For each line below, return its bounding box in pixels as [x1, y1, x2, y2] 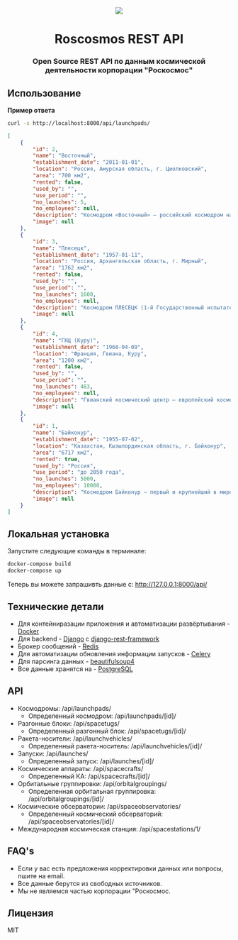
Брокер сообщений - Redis [17, 642, 99, 651]
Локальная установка [7, 528, 110, 540]
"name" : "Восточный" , [33, 153, 97, 160]
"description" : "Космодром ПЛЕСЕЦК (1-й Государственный [33, 304, 204, 311]
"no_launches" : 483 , [33, 383, 93, 390]
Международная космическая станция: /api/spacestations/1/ [17, 824, 201, 833]
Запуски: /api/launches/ [17, 749, 89, 758]
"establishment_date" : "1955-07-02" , [33, 436, 144, 443]
